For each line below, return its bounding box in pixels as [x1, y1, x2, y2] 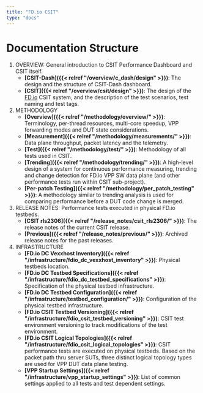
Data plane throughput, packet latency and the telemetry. [24, 139, 168, 147]
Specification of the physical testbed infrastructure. [24, 282, 155, 290]
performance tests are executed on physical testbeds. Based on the [24, 347, 196, 355]
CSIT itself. [15, 68, 43, 75]
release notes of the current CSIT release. [24, 224, 130, 231]
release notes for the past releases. [24, 237, 114, 244]
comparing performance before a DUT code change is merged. [24, 198, 184, 205]
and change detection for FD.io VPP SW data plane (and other [24, 172, 180, 179]
